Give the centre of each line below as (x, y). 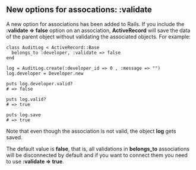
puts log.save (24, 115)
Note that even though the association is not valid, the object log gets (91, 131)
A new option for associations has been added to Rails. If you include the (95, 24)
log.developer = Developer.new (45, 73)
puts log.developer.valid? (39, 84)
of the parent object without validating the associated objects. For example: (99, 36)
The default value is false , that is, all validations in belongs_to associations (98, 149)
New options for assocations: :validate (79, 10)
